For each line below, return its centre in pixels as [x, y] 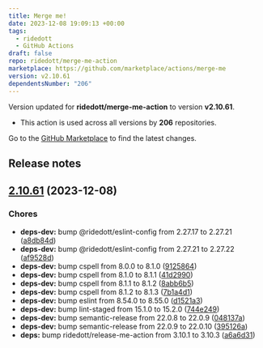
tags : [17, 31]
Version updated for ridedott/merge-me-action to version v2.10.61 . [121, 107]
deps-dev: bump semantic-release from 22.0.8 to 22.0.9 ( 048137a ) [132, 317]
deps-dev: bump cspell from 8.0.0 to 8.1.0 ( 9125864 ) [108, 266]
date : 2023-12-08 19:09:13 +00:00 [67, 23]
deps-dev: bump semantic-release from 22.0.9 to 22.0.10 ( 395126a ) [134, 326]
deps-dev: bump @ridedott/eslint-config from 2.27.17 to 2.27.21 [126, 231]
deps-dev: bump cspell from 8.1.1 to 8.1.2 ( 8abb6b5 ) [107, 283]
